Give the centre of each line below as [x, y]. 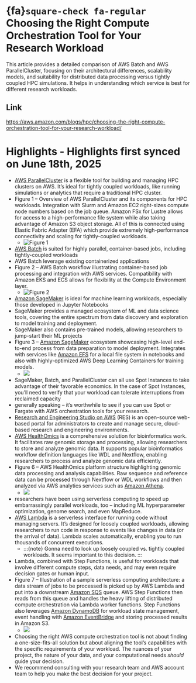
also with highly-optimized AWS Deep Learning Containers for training [99, 361]
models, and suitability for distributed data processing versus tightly [88, 77]
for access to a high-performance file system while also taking [90, 217]
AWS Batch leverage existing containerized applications [82, 261]
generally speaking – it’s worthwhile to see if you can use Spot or [93, 404]
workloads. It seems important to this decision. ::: [82, 555]
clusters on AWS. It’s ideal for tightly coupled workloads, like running [97, 186]
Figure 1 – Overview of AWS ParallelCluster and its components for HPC [101, 199]
